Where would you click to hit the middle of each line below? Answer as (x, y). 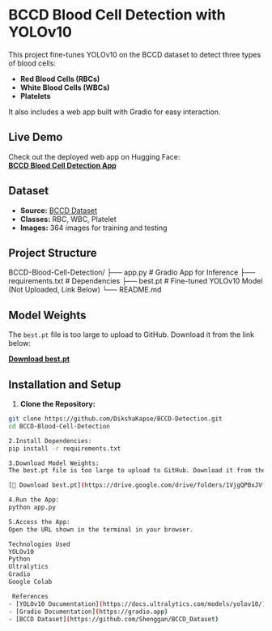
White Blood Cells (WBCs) (65, 87)
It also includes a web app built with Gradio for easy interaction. (115, 112)
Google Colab (30, 582)
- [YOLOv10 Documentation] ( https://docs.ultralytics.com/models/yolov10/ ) (137, 604)
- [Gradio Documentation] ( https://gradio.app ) (88, 612)
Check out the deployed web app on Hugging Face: (94, 156)
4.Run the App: (34, 500)
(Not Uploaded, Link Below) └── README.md (85, 290)
